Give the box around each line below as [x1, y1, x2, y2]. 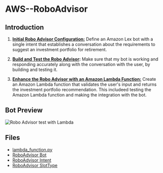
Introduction [5, 23, 44, 32]
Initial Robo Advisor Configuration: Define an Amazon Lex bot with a [12, 36, 154, 42]
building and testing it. [12, 67, 58, 72]
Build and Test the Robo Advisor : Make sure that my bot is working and [12, 56, 159, 62]
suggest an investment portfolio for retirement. [12, 47, 107, 52]
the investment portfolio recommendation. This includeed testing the [12, 87, 152, 92]
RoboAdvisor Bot [12, 152, 47, 158]
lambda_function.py [12, 146, 53, 152]
